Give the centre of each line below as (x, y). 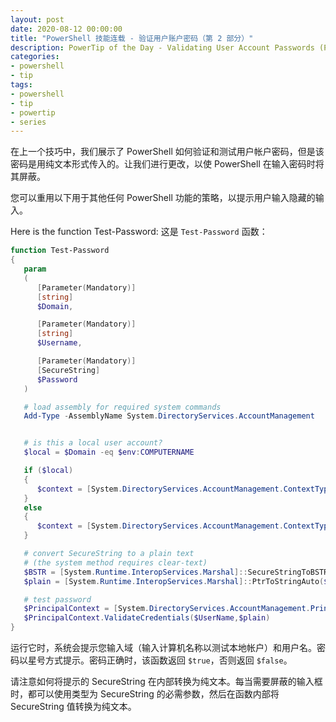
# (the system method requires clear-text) (115, 562)
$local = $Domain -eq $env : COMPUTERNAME (109, 452)
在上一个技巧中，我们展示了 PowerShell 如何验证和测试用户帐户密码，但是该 (167, 152)
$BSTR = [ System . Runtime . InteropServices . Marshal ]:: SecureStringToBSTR (176, 572)
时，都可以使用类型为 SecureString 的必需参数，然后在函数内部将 (145, 694)
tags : (21, 85)
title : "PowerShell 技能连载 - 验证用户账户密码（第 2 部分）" (132, 38)
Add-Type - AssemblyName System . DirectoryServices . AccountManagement (169, 416)
